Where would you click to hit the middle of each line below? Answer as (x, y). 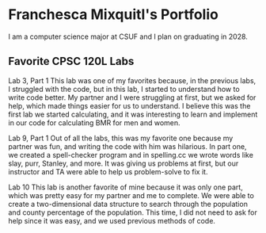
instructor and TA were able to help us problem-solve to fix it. (108, 171)
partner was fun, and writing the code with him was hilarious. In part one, (127, 146)
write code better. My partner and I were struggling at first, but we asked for (132, 97)
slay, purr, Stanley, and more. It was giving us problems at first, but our (123, 163)
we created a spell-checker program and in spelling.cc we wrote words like (131, 155)
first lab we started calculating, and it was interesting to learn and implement (133, 114)
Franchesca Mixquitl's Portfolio (114, 15)
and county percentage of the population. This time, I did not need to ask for (133, 212)
